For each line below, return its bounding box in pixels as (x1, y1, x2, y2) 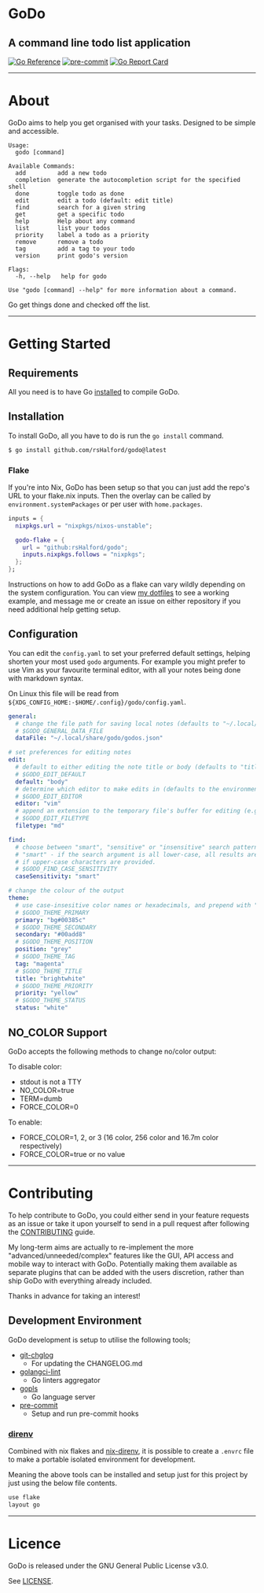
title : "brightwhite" (15, 974, 86, 983)
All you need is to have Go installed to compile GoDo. (8, 387, 180, 396)
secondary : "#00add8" (15, 931, 86, 939)
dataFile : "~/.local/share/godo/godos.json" (15, 734, 163, 743)
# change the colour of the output (8, 887, 125, 895)
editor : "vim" (15, 800, 61, 808)
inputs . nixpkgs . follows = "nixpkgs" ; (22, 550, 146, 559)
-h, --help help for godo (15, 272, 108, 280)
